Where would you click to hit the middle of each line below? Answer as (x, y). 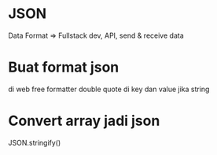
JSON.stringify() (35, 142)
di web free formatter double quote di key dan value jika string (109, 89)
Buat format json (64, 67)
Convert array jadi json (84, 121)
